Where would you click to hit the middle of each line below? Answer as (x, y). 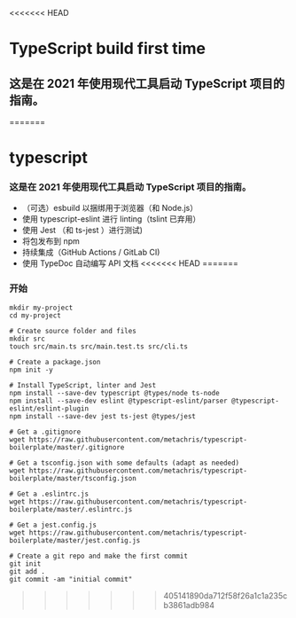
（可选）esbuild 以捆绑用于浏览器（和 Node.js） (109, 208)
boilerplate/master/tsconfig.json (73, 478)
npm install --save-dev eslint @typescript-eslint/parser (118, 401)
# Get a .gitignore (45, 432)
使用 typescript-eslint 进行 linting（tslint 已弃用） (111, 219)
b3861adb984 (189, 605)
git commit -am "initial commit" (71, 579)
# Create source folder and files (73, 331)
